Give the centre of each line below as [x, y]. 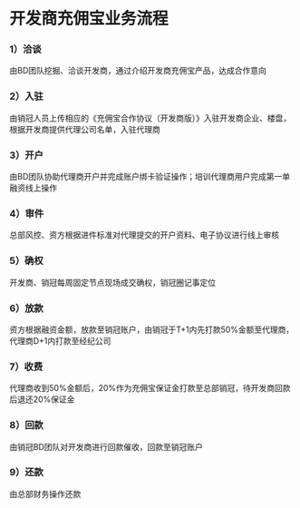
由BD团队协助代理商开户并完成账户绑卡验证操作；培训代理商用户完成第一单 [150, 177]
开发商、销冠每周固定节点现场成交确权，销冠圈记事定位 [112, 282]
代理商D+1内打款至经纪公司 [60, 340]
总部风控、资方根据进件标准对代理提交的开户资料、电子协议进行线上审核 [144, 235]
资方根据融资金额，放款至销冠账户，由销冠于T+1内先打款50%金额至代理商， [152, 329]
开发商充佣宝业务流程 [89, 19]
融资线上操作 [33, 188]
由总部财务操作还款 [45, 493]
